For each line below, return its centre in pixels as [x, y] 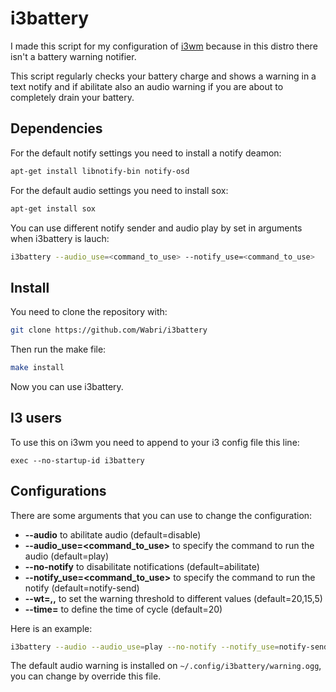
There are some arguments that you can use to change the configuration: [161, 515]
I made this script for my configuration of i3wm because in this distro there [164, 46]
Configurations [58, 491]
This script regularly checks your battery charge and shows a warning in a [163, 76]
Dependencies [56, 128]
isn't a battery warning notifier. [73, 56]
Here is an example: [51, 628]
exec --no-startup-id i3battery [77, 460]
